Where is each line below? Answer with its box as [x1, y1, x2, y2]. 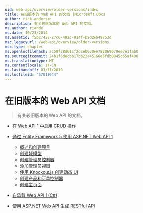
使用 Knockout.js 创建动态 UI [19, 169, 78, 175]
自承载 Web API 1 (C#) [12, 192, 58, 198]
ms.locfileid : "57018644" [5, 72, 58, 77]
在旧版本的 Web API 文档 [5, 95, 106, 106]
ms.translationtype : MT [5, 58, 54, 63]
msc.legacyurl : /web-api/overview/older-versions [5, 40, 110, 45]
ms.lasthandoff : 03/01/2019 [5, 68, 63, 73]
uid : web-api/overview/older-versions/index [5, 7, 98, 12]
